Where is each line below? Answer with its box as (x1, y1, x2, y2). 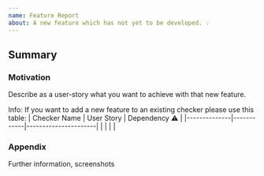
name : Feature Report (8, 11, 80, 20)
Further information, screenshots (8, 159, 115, 169)
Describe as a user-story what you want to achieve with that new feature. (8, 90, 247, 99)
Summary (8, 48, 58, 62)
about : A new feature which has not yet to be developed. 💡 (8, 19, 210, 27)
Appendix (8, 141, 47, 152)
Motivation (8, 72, 51, 83)
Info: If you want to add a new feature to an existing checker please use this (8, 105, 255, 114)
